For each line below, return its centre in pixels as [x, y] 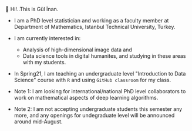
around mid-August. [38, 122]
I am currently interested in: [47, 38]
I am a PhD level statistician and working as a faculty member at [91, 20]
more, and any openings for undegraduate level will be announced [94, 115]
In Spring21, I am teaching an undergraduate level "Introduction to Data [100, 73]
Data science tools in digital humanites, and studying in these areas [104, 56]
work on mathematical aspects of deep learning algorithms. [86, 98]
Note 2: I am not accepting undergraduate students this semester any [98, 109]
